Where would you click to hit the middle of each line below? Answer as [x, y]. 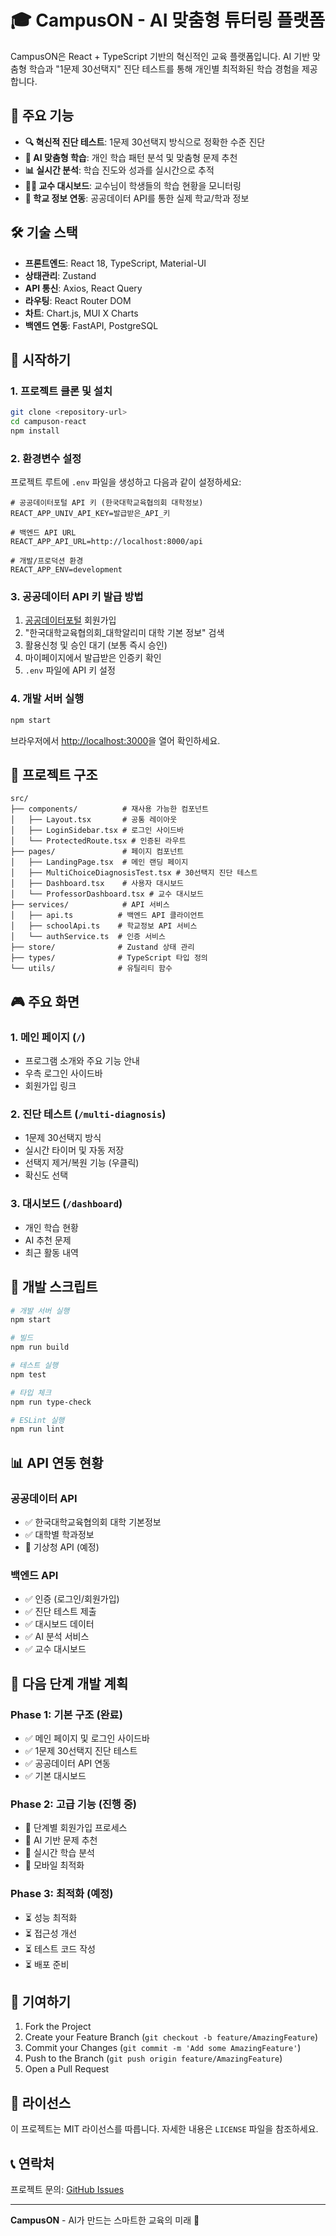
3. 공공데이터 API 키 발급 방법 [77, 597]
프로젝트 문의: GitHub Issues [67, 2189]
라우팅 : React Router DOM [78, 300]
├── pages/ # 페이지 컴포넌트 [97, 852]
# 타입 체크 [31, 1392]
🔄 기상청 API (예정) [62, 1547]
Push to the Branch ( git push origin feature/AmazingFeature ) [153, 2058]
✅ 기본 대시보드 [55, 1775]
